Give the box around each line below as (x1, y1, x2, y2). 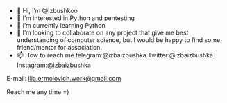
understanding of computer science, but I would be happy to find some (16, 36, 221, 44)
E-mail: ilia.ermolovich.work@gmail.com (6, 75, 121, 82)
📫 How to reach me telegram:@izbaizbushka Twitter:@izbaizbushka (16, 51, 213, 59)
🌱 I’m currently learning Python (16, 21, 106, 29)
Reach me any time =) (6, 88, 69, 96)
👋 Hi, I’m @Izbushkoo (16, 7, 78, 15)
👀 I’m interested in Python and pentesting (16, 14, 135, 22)
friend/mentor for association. (16, 44, 102, 51)
